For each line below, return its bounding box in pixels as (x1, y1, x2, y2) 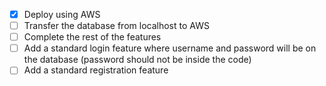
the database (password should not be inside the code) (23, 54, 252, 66)
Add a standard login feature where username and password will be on (23, 42, 317, 54)
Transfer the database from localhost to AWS (23, 20, 210, 32)
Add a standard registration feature (23, 64, 169, 76)
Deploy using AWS (23, 9, 101, 20)
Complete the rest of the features (23, 31, 162, 43)
